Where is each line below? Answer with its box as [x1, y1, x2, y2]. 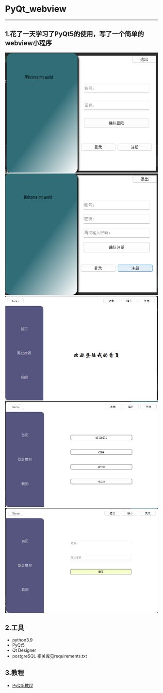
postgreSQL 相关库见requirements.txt [12, 653, 87, 659]
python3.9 [12, 637, 33, 642]
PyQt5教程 [12, 682, 33, 688]
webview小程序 [5, 39, 52, 47]
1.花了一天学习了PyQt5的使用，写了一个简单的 [5, 30, 144, 38]
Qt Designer [12, 647, 36, 653]
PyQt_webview [5, 3, 67, 15]
